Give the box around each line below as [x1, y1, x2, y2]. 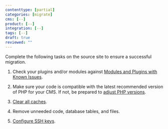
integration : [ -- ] [5, 26, 44, 31]
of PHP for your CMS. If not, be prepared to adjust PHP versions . [12, 88, 146, 95]
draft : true [5, 35, 30, 40]
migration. [5, 58, 27, 65]
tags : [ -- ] [5, 30, 28, 35]
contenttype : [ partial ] [5, 7, 55, 12]
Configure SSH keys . [12, 118, 56, 124]
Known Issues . [12, 73, 43, 80]
